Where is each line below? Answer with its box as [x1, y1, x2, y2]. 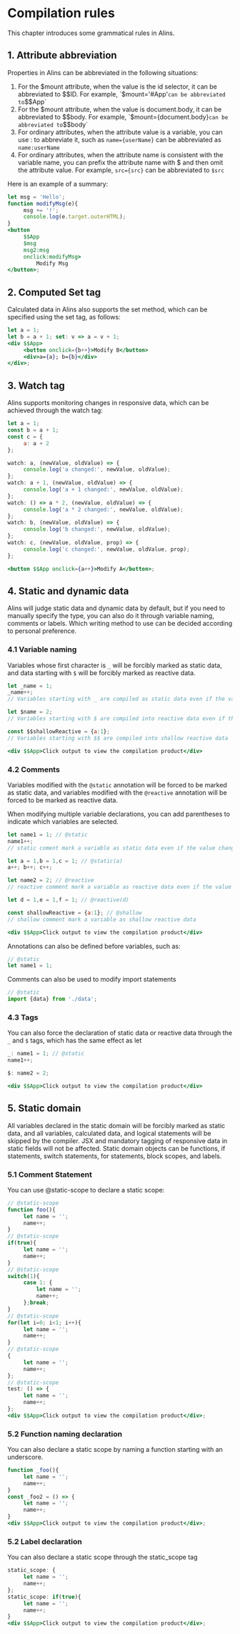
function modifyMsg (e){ [7, 200, 79, 207]
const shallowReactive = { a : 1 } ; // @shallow [7, 909, 142, 916]
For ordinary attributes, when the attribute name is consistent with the [17, 150, 224, 159]
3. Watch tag [7, 379, 66, 392]
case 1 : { [23, 1279, 53, 1287]
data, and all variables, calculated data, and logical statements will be [7, 1129, 211, 1137]
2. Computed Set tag [7, 286, 101, 298]
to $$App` [17, 97, 47, 106]
